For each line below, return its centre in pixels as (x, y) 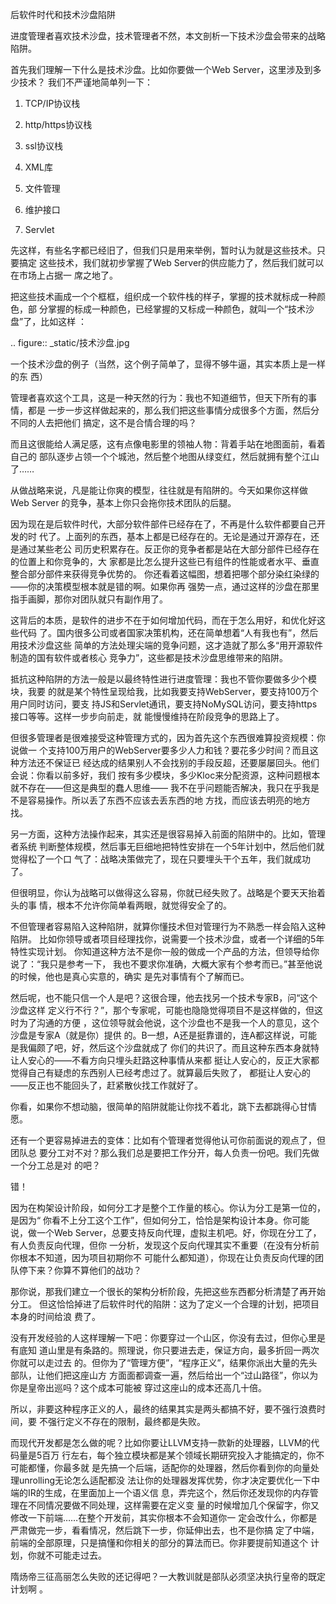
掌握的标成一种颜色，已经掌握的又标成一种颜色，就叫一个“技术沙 (181, 309)
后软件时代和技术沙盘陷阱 (63, 14)
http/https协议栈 (58, 124)
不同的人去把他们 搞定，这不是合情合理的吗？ (103, 422)
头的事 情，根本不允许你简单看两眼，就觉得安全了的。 (121, 905)
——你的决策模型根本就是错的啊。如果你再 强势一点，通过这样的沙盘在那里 (165, 586)
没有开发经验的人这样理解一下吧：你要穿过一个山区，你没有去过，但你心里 (163, 1337)
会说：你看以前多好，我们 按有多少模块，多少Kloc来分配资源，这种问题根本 (165, 775)
